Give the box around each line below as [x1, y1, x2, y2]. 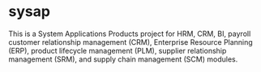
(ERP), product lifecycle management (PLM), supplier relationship [8, 46, 227, 55]
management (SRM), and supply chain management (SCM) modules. [8, 54, 238, 64]
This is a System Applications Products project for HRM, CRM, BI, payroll [8, 29, 251, 38]
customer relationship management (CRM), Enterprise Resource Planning [8, 37, 253, 46]
